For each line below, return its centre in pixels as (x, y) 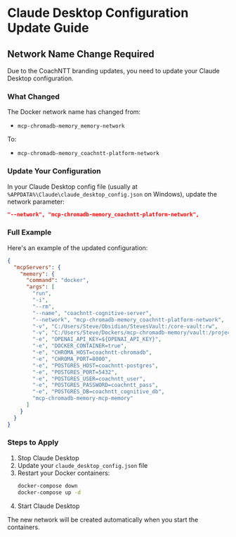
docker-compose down (47, 486)
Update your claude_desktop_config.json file (83, 465)
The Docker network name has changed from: (74, 112)
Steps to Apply (33, 443)
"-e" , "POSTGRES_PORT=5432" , (75, 372)
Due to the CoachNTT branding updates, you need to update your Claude (113, 71)
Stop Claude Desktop (48, 458)
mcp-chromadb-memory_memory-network (71, 126)
